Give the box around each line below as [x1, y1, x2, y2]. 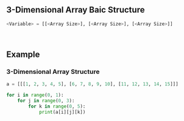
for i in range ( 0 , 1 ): [6, 92, 64, 99]
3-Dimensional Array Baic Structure [6, 5, 145, 15]
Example [6, 50, 40, 60]
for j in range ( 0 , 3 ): [17, 98, 75, 104]
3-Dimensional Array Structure [6, 68, 100, 76]
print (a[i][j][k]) [38, 109, 86, 115]
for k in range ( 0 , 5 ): [28, 103, 86, 110]
